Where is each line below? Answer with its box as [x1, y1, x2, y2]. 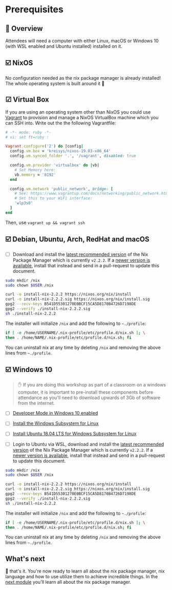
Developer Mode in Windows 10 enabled [12, 410, 98, 416]
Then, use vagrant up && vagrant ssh [5, 219, 85, 226]
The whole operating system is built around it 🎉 [5, 80, 105, 86]
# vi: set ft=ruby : [5, 135, 50, 140]
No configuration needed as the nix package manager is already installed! [5, 75, 161, 81]
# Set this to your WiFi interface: [14, 196, 93, 201]
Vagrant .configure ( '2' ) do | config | [5, 144, 83, 149]
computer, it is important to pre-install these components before [17, 389, 154, 395]
